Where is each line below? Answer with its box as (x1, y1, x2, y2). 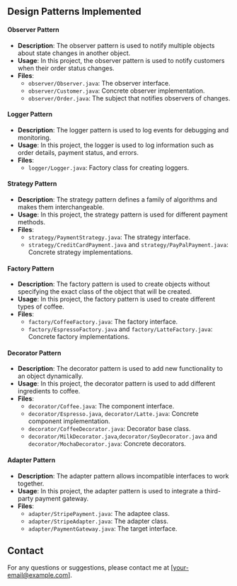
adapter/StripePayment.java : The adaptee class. (28, 509, 170, 517)
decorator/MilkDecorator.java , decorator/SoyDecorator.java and (28, 432, 218, 441)
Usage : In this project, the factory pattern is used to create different (17, 295, 216, 304)
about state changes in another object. (17, 49, 131, 57)
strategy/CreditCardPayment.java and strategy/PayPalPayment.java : (28, 241, 229, 248)
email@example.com (7, 571, 69, 580)
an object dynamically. (17, 372, 83, 381)
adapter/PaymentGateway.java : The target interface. (28, 524, 178, 533)
